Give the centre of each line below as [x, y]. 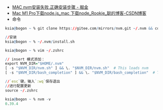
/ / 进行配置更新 [18, 86]
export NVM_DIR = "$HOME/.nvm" [34, 64]
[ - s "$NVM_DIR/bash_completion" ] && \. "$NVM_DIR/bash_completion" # [80, 73]
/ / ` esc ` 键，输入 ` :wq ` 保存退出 [33, 81]
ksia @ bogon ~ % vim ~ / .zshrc [34, 50]
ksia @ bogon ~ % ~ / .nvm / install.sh [40, 42]
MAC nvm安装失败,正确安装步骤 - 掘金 [50, 7]
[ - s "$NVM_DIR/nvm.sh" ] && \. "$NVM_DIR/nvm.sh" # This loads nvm [77, 68]
